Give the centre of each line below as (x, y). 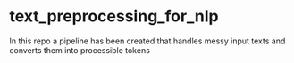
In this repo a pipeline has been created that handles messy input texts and (147, 41)
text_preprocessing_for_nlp (114, 16)
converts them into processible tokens (80, 50)
